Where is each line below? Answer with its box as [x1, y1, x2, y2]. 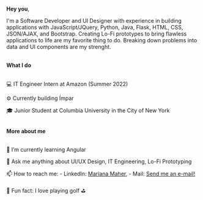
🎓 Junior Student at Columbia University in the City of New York [6, 107, 170, 114]
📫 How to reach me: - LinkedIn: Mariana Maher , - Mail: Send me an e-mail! [6, 170, 196, 177]
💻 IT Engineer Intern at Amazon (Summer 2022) [6, 80, 128, 88]
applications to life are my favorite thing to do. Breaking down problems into [6, 37, 197, 44]
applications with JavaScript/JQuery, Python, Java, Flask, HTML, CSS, [6, 24, 183, 31]
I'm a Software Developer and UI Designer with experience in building [6, 17, 182, 24]
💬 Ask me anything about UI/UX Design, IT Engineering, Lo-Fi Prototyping [6, 158, 192, 165]
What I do [6, 61, 32, 69]
